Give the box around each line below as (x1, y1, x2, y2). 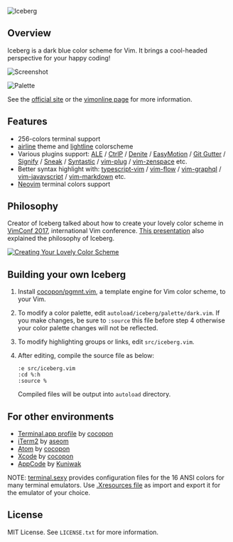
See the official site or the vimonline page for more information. (7, 94, 193, 103)
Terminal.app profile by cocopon (17, 430, 114, 438)
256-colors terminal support (17, 134, 101, 143)
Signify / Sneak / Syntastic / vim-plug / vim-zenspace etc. (17, 157, 188, 166)
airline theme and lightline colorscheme (17, 142, 134, 151)
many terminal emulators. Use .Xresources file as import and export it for (7, 481, 221, 489)
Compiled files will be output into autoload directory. (17, 390, 171, 399)
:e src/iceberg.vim (17, 365, 76, 372)
